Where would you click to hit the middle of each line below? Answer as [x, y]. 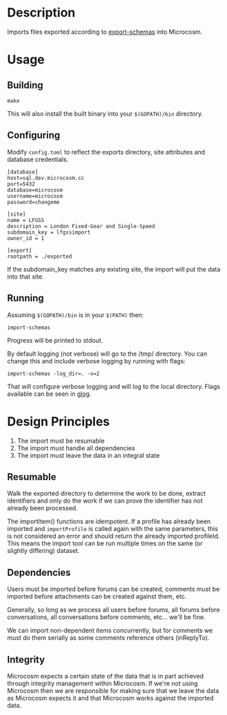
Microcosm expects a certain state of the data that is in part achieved [106, 676]
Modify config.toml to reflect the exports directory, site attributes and [106, 152]
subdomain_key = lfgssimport [49, 232]
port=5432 [21, 184]
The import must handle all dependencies [76, 448]
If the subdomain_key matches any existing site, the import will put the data [114, 269]
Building [25, 85]
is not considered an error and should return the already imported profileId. [113, 536]
